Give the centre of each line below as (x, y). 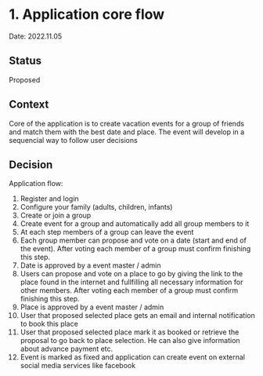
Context (29, 105)
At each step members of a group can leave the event (107, 232)
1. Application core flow (87, 15)
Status (25, 61)
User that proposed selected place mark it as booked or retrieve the (130, 332)
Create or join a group (56, 215)
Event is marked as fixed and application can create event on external (133, 357)
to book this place (49, 324)
